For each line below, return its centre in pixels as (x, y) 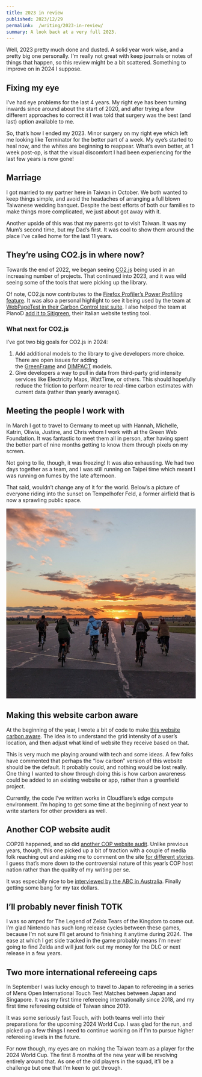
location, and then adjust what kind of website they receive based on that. (98, 743)
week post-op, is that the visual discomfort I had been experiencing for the (99, 152)
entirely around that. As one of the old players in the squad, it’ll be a (90, 1061)
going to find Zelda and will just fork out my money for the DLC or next (93, 947)
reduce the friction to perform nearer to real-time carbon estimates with (104, 385)
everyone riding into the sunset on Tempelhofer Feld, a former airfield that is (101, 494)
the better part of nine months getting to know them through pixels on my (97, 444)
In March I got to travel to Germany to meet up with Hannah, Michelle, (92, 425)
